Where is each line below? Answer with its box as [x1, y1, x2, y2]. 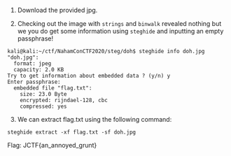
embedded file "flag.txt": [13, 85, 92, 92]
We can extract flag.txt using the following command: [17, 115, 172, 123]
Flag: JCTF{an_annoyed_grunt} [7, 141, 97, 149]
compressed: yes [20, 103, 68, 110]
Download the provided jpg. [17, 6, 98, 14]
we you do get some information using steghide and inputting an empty [17, 27, 224, 35]
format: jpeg [13, 60, 52, 67]
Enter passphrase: [7, 78, 61, 85]
